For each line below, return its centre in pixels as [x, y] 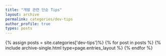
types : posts [19, 28]
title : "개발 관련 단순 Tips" [34, 10]
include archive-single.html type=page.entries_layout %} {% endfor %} [79, 48]
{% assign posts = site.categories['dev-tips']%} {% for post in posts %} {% [83, 42]
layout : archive [22, 14]
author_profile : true [28, 24]
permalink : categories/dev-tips [39, 19]
